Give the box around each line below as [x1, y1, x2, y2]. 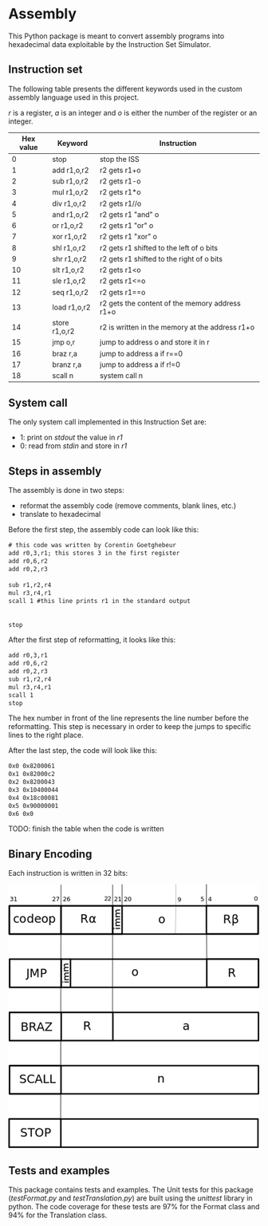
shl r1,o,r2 [52, 242, 86, 252]
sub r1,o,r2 [52, 176, 89, 186]
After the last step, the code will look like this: [8, 746, 158, 755]
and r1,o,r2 [52, 209, 89, 219]
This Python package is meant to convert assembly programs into [8, 31, 225, 41]
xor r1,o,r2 [52, 232, 88, 242]
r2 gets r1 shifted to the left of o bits [99, 242, 219, 252]
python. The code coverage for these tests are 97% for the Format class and [8, 1202, 260, 1212]
